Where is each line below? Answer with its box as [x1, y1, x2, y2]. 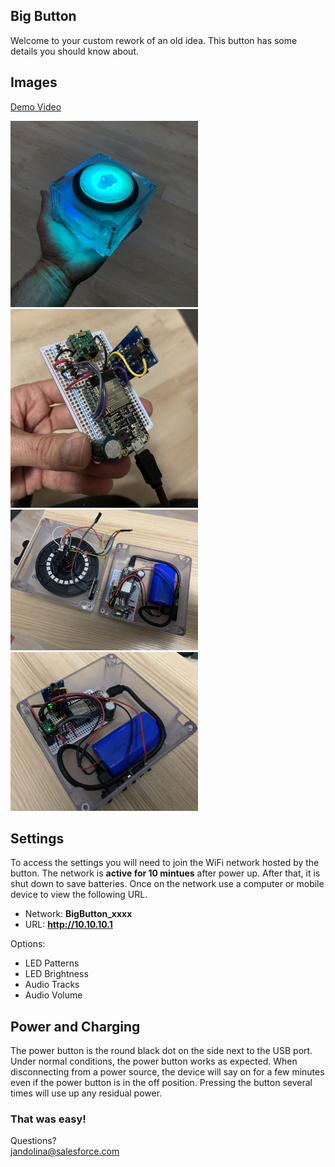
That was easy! [10, 1112, 87, 1126]
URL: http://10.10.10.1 [24, 919, 113, 931]
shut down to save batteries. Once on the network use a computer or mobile [10, 878, 325, 890]
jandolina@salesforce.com [10, 1145, 120, 1158]
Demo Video [10, 100, 62, 113]
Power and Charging [10, 1018, 141, 1035]
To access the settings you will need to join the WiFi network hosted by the [10, 857, 320, 869]
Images [10, 74, 58, 91]
